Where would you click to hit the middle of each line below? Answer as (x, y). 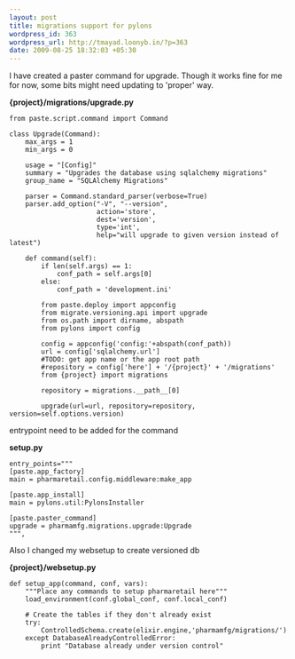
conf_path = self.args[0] (104, 274)
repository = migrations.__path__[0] (110, 391)
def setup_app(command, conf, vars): (79, 584)
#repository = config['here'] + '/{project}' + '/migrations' (158, 368)
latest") (25, 243)
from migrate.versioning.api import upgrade (124, 313)
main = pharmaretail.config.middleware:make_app (101, 480)
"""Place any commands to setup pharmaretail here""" (126, 592)
